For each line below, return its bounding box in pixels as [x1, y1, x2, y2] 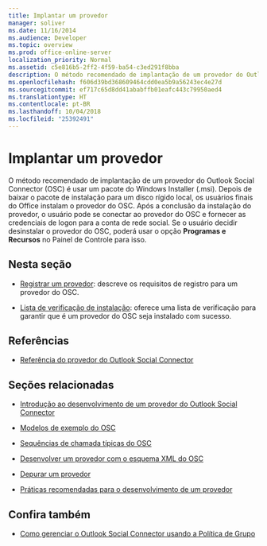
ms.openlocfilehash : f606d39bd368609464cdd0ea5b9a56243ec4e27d [8, 78, 222, 86]
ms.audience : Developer [8, 33, 87, 42]
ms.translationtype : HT [8, 93, 87, 101]
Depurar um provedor [19, 470, 91, 479]
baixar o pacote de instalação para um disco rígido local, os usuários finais [8, 192, 253, 202]
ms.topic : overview [8, 41, 73, 49]
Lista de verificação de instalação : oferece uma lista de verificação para [19, 303, 257, 312]
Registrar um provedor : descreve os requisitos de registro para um [19, 279, 238, 288]
